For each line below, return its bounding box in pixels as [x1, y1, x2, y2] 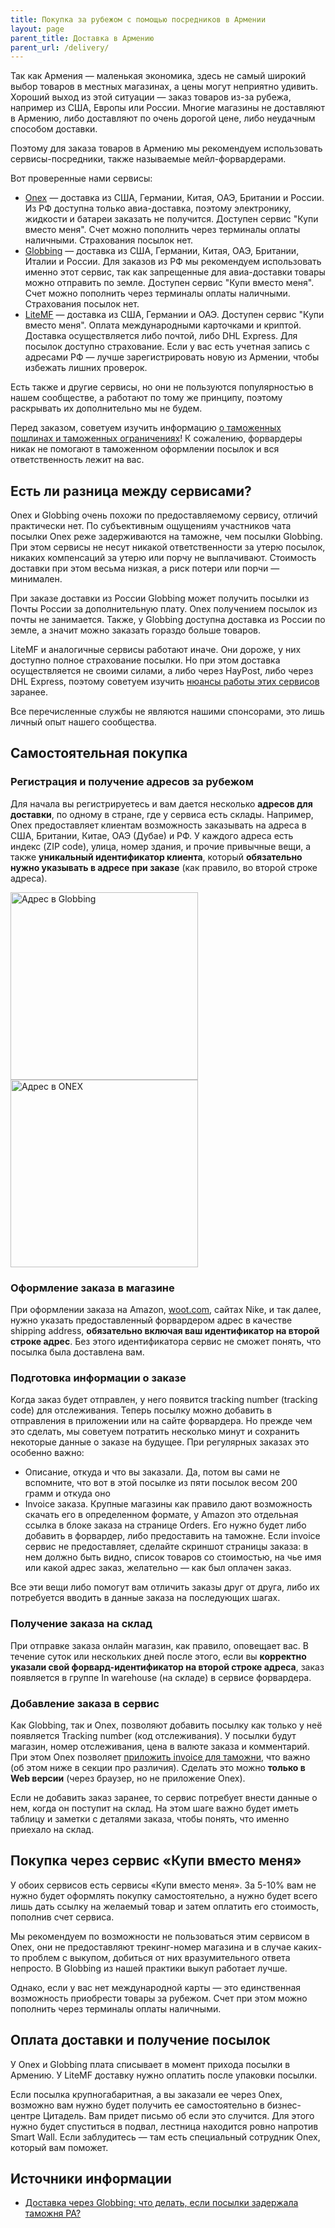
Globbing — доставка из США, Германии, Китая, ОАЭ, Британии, [24, 245, 300, 257]
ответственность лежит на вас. [10, 454, 145, 466]
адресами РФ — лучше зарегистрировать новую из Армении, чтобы [24, 351, 320, 363]
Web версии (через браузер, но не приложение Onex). [10, 1772, 246, 1784]
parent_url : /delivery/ [10, 42, 110, 53]
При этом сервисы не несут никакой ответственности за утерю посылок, [10, 541, 326, 553]
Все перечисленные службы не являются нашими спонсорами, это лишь [10, 706, 325, 718]
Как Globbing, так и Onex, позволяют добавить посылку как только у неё [10, 1719, 323, 1731]
